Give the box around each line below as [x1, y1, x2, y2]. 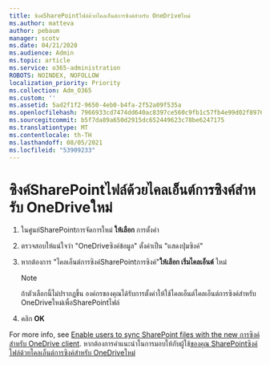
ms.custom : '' [9, 94, 57, 102]
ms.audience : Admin [9, 49, 75, 57]
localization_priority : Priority [9, 79, 121, 87]
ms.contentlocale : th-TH [9, 131, 92, 139]
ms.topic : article [9, 57, 71, 65]
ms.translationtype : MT [9, 124, 89, 132]
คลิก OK [20, 314, 45, 323]
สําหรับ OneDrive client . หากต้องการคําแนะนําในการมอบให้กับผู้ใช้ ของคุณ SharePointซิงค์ [9, 339, 259, 349]
